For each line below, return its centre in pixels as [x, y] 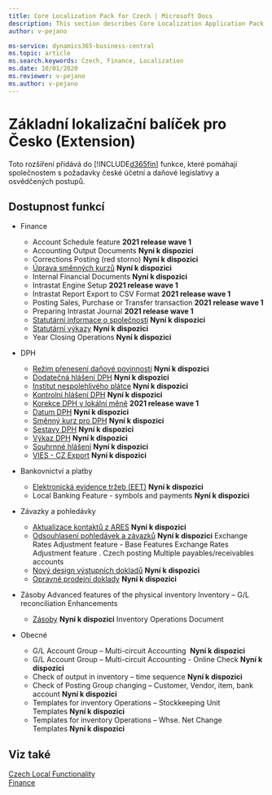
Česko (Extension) [72, 141]
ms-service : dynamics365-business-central [81, 46]
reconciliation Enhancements [69, 604]
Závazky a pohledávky [58, 512]
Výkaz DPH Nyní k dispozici [80, 438]
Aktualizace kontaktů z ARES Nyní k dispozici [109, 527]
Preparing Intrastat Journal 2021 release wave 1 [113, 311]
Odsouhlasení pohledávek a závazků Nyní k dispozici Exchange [140, 536]
